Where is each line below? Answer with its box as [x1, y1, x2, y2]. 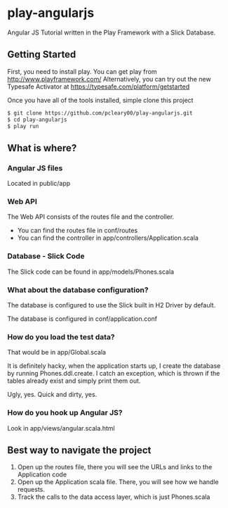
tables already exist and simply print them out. [7, 376, 141, 385]
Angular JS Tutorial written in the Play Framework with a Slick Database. [7, 28, 216, 37]
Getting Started [7, 49, 76, 61]
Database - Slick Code [7, 251, 85, 261]
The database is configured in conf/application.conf [7, 315, 158, 323]
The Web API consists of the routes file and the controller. [7, 212, 174, 221]
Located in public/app [7, 179, 71, 188]
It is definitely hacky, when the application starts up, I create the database [7, 362, 221, 370]
